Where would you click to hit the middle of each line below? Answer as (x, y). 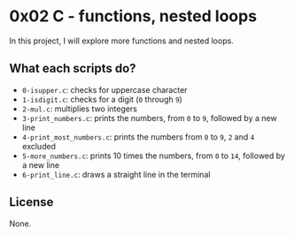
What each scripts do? (73, 69)
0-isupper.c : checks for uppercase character (104, 89)
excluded (39, 146)
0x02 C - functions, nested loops (133, 16)
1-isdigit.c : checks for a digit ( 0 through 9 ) (102, 99)
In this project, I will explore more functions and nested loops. (122, 41)
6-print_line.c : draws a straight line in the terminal (116, 174)
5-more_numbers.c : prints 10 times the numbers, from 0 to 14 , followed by (154, 156)
